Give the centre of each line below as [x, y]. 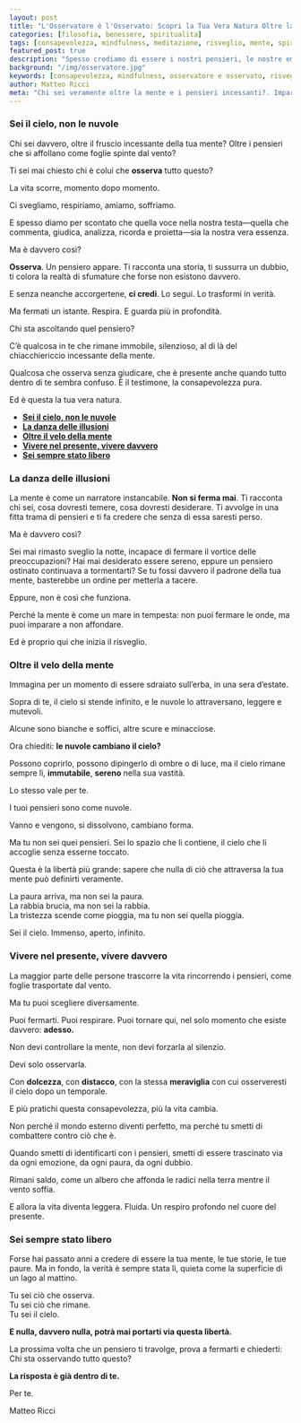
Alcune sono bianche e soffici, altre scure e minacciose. [113, 729]
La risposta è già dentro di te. [64, 1375]
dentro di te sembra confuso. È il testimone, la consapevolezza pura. [136, 382]
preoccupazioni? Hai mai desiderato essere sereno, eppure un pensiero [141, 561]
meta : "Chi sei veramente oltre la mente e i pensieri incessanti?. [140, 92]
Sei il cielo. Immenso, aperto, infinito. [77, 933]
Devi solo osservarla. [48, 1064]
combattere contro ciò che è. [63, 1135]
